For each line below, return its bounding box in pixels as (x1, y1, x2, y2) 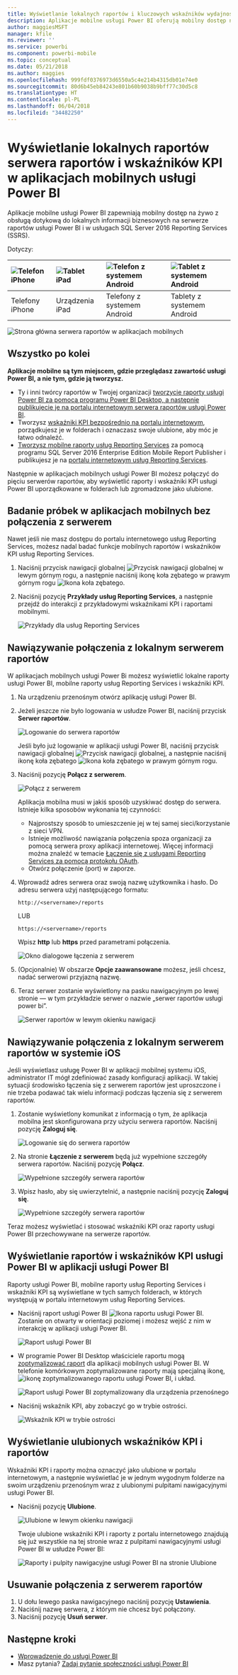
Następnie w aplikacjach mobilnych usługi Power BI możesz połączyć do (7, 469, 220, 478)
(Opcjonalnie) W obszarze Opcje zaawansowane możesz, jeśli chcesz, (17, 965, 226, 974)
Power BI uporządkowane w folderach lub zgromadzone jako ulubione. (7, 484, 214, 493)
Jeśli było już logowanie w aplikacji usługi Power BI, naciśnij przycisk (17, 741, 220, 750)
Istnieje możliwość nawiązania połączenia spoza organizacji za (28, 834, 212, 843)
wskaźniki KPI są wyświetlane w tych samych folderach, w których (7, 1287, 203, 1296)
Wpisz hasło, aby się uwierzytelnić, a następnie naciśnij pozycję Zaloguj (17, 1187, 229, 1195)
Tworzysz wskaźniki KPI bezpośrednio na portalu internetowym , (17, 418, 205, 426)
